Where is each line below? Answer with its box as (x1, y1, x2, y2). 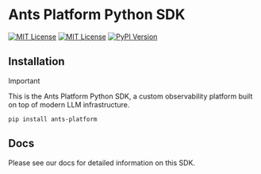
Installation (8, 55, 65, 68)
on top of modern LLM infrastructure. (8, 99, 130, 109)
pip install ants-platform (8, 115, 98, 123)
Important (8, 75, 40, 85)
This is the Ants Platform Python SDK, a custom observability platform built (8, 91, 253, 101)
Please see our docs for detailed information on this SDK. (8, 157, 196, 168)
